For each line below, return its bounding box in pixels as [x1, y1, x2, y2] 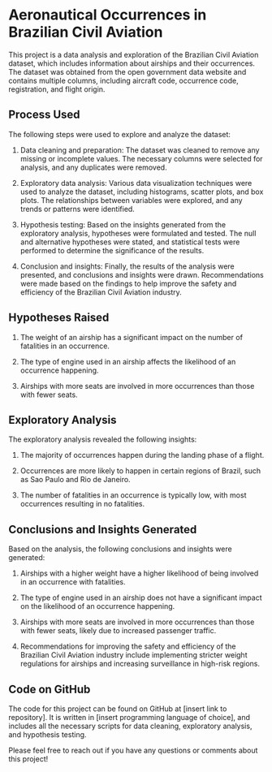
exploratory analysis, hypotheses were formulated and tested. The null [19, 228, 257, 238]
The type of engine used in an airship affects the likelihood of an [19, 356, 236, 366]
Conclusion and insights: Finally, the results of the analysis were [19, 261, 235, 271]
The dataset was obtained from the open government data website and [8, 67, 247, 76]
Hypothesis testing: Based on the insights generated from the [19, 219, 227, 229]
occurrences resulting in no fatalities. [19, 499, 145, 509]
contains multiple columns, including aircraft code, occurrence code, [8, 75, 240, 85]
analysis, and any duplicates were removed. [19, 162, 168, 172]
